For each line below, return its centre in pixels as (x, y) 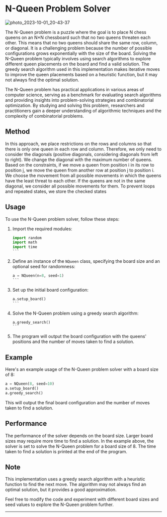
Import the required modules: (42, 229)
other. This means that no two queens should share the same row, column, (82, 42)
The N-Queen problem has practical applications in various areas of (75, 89)
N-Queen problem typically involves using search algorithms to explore (78, 58)
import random (27, 238)
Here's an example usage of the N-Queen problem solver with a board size (82, 369)
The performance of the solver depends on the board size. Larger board (79, 435)
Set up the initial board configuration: (50, 290)
